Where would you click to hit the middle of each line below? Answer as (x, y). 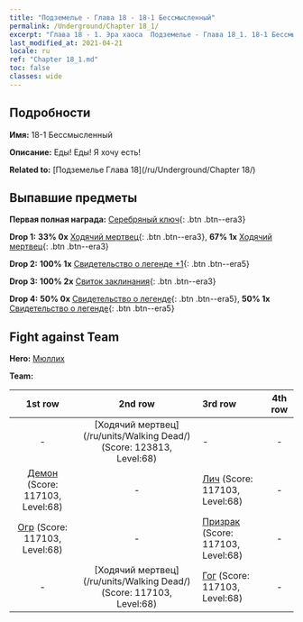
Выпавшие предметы (73, 198)
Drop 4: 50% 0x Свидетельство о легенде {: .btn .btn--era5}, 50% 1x (140, 299)
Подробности (50, 113)
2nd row (137, 404)
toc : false (30, 69)
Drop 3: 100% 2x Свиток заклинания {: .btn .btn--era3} (113, 281)
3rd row (220, 404)
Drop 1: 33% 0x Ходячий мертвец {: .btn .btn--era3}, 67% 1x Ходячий (141, 237)
